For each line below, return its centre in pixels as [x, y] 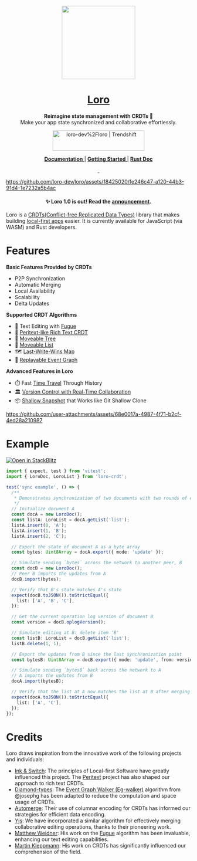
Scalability [27, 297]
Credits [24, 737]
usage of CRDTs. [35, 802]
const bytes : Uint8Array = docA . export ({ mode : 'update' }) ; [88, 552]
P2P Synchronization [40, 279]
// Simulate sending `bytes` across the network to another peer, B [97, 563]
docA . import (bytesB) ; [38, 681]
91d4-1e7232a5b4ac [31, 188]
